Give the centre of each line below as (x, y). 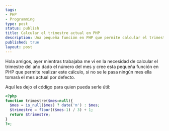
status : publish (22, 28)
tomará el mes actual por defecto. (40, 77)
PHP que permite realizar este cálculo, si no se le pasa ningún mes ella (78, 72)
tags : (11, 10)
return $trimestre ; (30, 115)
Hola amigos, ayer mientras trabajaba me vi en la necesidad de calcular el (82, 61)
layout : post (19, 47)
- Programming (20, 19)
